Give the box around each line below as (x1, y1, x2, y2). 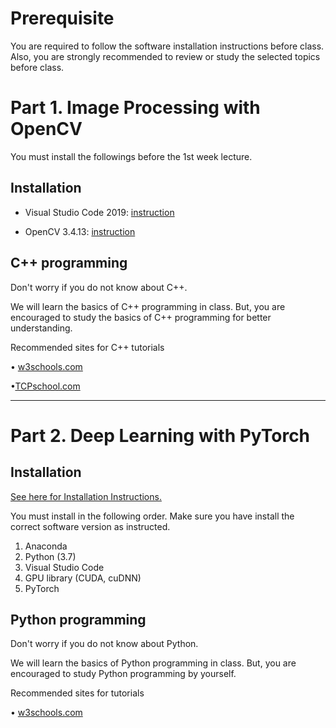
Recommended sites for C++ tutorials (10, 341, 165, 353)
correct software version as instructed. (10, 520, 171, 532)
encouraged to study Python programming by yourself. (10, 668, 237, 680)
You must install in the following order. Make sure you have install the (10, 510, 295, 522)
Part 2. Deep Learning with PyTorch (10, 424, 311, 447)
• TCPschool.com (10, 380, 81, 392)
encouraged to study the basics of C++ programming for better (10, 311, 272, 323)
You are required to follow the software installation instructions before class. (10, 40, 325, 52)
